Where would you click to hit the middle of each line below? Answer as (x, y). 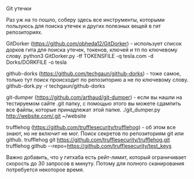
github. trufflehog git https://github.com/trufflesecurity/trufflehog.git (88, 140)
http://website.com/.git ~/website (46, 116)
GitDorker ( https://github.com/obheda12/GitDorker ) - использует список (94, 44)
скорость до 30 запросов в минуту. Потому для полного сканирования (95, 163)
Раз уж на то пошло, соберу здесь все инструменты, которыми (86, 20)
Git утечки (19, 8)
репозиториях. (24, 32)
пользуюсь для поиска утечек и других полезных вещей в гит (84, 26)
